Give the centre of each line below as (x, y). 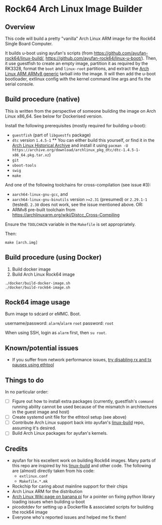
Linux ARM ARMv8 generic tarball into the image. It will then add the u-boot (81, 74)
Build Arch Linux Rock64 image (43, 274)
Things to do (24, 380)
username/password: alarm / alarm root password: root (59, 323)
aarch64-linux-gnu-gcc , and (40, 194)
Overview (20, 27)
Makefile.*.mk (33, 482)
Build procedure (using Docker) (53, 258)
